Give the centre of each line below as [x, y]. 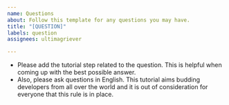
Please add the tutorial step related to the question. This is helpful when [120, 65]
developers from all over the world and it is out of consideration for [112, 87]
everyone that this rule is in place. [65, 95]
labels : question [32, 33]
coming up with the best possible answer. [76, 73]
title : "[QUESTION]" [37, 26]
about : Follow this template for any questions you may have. [99, 20]
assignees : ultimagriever [44, 39]
